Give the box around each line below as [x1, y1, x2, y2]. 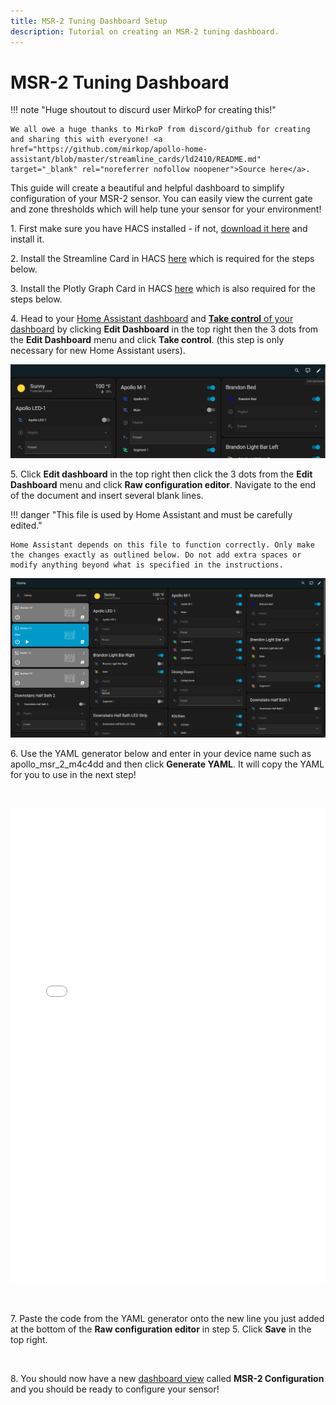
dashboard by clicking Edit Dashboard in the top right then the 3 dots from [10, 323, 319, 335]
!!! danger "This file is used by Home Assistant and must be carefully [10, 508, 293, 520]
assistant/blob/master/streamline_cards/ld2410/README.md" [10, 155, 262, 165]
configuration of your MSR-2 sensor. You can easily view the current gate [10, 193, 313, 205]
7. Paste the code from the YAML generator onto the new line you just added [10, 1313, 325, 1324]
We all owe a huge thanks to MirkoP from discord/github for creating [10, 125, 311, 135]
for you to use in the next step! [10, 769, 137, 780]
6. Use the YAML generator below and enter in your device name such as [10, 748, 312, 759]
